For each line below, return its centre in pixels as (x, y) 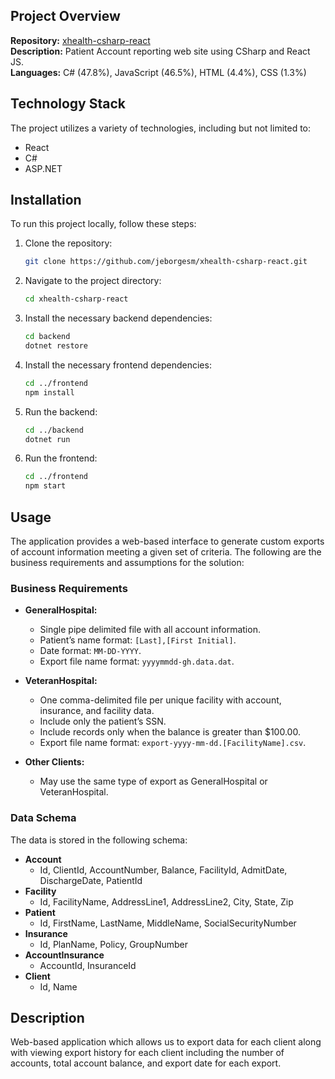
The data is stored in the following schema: (99, 840)
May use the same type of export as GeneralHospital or (153, 781)
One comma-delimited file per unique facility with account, (160, 700)
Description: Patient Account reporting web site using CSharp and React (160, 51)
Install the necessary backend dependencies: (118, 318)
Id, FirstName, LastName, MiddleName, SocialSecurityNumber (168, 923)
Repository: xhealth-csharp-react (80, 40)
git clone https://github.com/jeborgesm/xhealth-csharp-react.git (166, 262)
